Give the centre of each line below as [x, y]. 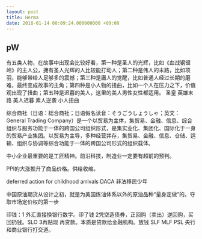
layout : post [23, 12]
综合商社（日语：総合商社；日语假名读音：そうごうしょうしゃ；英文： [93, 113]
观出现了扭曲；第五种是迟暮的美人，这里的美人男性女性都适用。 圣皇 [91, 93]
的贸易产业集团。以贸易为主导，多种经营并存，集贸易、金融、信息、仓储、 [98, 135]
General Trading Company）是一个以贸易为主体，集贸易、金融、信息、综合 [99, 120]
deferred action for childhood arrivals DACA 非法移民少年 [77, 182]
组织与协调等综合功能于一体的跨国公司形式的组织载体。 [85, 143]
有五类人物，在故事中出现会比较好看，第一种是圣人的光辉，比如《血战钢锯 [98, 63]
